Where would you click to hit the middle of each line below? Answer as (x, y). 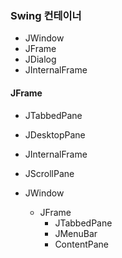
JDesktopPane (55, 134)
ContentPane (81, 244)
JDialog (40, 59)
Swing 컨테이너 (46, 15)
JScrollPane (49, 173)
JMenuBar (76, 233)
